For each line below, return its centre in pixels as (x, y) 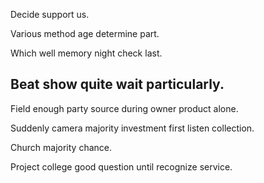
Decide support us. (50, 14)
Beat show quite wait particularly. (117, 84)
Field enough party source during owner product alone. (124, 108)
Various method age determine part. (85, 33)
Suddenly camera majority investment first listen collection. (132, 128)
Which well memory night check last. (86, 53)
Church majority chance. (61, 147)
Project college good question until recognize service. (121, 166)
